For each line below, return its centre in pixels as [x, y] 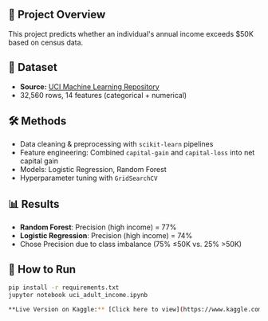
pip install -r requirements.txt [64, 288]
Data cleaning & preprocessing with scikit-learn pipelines [116, 144]
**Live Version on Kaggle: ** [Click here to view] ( [96, 309]
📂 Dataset [33, 67]
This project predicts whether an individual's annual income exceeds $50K [131, 33]
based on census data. [46, 42]
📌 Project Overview [57, 15]
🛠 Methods [37, 121]
